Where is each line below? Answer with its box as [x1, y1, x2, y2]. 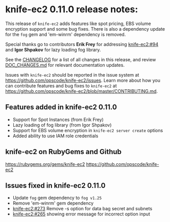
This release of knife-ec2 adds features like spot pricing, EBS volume [5, 20, 152, 27]
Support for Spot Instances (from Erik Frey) [12, 116, 104, 122]
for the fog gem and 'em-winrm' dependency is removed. [5, 31, 126, 37]
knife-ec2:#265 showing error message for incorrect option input [12, 211, 151, 217]
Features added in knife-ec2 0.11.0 [5, 103, 117, 112]
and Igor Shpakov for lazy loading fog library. [5, 46, 101, 53]
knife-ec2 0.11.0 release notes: [5, 4, 138, 15]
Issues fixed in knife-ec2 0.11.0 [5, 181, 106, 190]
